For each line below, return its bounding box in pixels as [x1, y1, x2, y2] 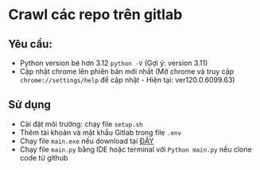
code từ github [19, 153, 68, 162]
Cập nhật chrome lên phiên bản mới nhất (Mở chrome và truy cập [19, 67, 235, 76]
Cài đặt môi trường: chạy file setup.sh [19, 119, 143, 129]
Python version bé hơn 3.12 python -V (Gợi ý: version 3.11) [19, 58, 208, 68]
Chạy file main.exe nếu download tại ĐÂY [19, 136, 154, 145]
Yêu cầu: [8, 37, 53, 51]
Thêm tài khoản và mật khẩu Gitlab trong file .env [19, 127, 181, 137]
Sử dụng [8, 98, 52, 112]
